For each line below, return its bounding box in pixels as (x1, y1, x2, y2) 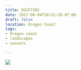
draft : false (5, 17, 33, 22)
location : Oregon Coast (5, 21, 56, 27)
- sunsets (5, 41, 26, 46)
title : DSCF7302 (5, 7, 40, 13)
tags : (5, 27, 17, 32)
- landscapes (5, 36, 33, 41)
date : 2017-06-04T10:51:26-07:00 (5, 12, 76, 17)
